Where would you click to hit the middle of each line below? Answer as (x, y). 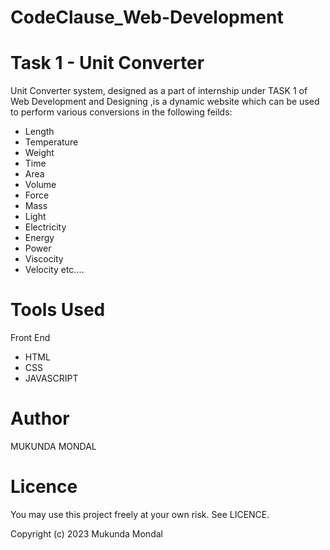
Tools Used (58, 310)
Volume (40, 185)
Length (39, 132)
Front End (30, 338)
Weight (39, 153)
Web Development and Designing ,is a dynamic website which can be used (165, 102)
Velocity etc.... (54, 270)
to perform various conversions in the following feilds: (121, 112)
